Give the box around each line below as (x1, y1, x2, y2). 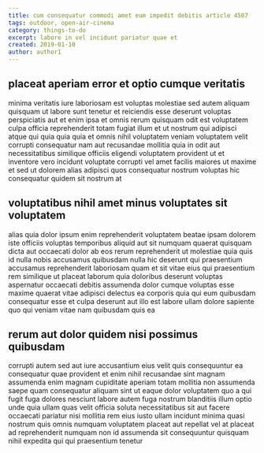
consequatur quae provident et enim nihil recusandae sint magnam (8, 369, 225, 379)
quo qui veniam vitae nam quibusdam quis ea (8, 305, 155, 314)
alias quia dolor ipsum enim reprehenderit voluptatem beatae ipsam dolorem (8, 229, 256, 239)
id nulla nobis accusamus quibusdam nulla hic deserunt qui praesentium (8, 254, 243, 264)
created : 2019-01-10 (8, 41, 76, 49)
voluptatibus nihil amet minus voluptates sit (8, 196, 228, 210)
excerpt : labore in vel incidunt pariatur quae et (8, 33, 178, 42)
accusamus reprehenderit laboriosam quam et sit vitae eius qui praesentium (8, 263, 255, 273)
